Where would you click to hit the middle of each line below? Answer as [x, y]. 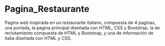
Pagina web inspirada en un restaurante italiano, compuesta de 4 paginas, [80, 23]
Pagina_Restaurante [47, 9]
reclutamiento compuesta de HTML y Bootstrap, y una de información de [79, 33]
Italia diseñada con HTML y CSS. [38, 38]
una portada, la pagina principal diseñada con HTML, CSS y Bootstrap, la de [82, 27]
